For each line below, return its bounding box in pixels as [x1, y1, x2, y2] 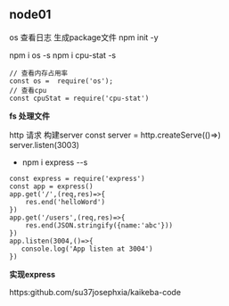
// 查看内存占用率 [9, 69, 69, 78]
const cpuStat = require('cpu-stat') [9, 94, 150, 103]
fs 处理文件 [9, 111, 51, 121]
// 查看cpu [9, 86, 47, 95]
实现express [9, 269, 56, 279]
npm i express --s [21, 156, 88, 168]
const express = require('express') [9, 174, 145, 183]
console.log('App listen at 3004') [20, 244, 153, 253]
